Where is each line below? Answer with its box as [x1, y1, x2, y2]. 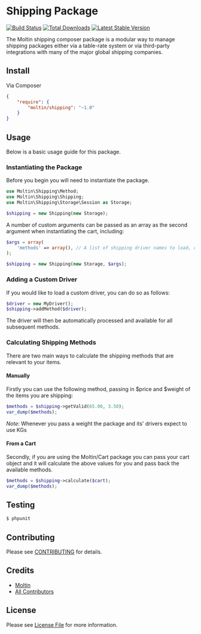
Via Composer [6, 82, 42, 89]
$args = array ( [6, 239, 44, 245]
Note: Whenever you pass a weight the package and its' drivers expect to [6, 420, 187, 427]
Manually [6, 372, 30, 379]
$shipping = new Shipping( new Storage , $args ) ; [6, 261, 127, 268]
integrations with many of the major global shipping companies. [6, 48, 163, 55]
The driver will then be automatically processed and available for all [6, 317, 173, 324]
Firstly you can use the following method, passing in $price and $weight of [6, 385, 191, 392]
